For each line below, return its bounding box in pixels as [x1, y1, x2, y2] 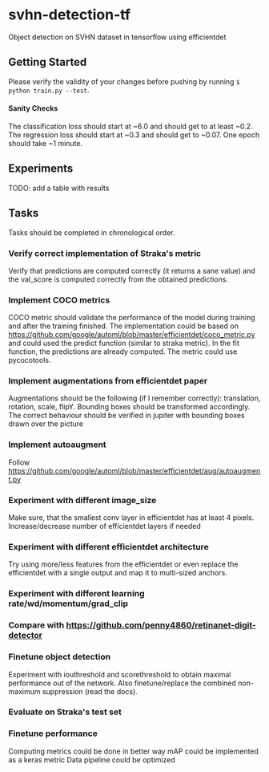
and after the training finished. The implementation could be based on [8, 321, 239, 331]
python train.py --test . [8, 85, 90, 95]
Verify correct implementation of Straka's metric [8, 247, 202, 258]
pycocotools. [8, 356, 51, 365]
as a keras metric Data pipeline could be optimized [8, 754, 176, 764]
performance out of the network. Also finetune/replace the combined [8, 678, 236, 688]
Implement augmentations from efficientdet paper [8, 376, 208, 387]
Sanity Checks [8, 104, 58, 113]
